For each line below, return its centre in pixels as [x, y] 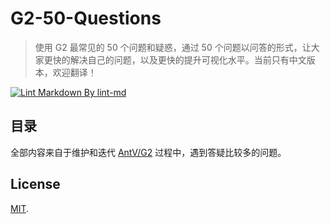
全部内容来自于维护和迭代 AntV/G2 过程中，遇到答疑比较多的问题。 [148, 152]
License [35, 184]
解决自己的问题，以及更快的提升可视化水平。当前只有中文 [188, 59]
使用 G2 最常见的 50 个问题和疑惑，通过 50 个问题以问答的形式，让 [173, 47]
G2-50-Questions [86, 18]
